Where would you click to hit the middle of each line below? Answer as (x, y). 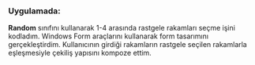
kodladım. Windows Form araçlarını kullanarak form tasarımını (109, 36)
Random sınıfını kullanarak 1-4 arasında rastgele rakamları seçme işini (122, 28)
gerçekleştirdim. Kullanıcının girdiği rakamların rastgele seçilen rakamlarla (127, 45)
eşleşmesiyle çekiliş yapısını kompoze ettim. (80, 53)
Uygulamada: (34, 11)
